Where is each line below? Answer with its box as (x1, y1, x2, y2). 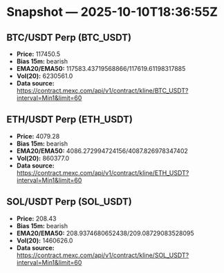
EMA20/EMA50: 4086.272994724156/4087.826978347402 (16, 146, 188, 155)
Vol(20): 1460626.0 (16, 236, 73, 245)
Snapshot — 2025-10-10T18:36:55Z (6, 4, 218, 20)
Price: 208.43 (16, 214, 57, 223)
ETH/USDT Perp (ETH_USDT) (6, 114, 133, 125)
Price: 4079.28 (16, 132, 60, 140)
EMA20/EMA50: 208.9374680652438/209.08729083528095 (16, 229, 194, 237)
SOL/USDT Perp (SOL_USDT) (6, 196, 132, 208)
